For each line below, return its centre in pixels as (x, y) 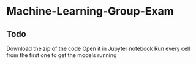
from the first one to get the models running (62, 55)
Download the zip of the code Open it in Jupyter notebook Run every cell (98, 48)
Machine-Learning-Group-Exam (90, 11)
